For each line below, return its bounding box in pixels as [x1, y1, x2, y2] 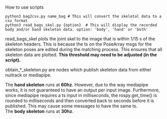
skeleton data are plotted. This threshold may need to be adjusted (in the [5, 52, 157, 57]
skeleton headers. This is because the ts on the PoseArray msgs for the [5, 41, 152, 47]
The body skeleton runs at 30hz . [5, 108, 74, 114]
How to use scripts [5, 4, 44, 10]
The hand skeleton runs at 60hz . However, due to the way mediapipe [5, 82, 149, 87]
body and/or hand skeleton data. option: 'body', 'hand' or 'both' [5, 27, 149, 32]
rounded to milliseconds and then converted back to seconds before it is [5, 97, 155, 103]
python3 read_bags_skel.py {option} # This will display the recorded [5, 22, 157, 27]
